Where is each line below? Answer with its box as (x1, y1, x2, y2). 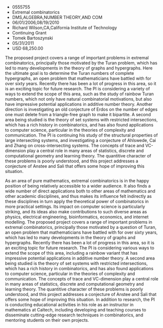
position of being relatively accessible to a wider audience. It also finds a (5, 183, 151, 189)
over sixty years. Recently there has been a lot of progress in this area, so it (5, 81, 157, 86)
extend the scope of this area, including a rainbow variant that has (5, 250, 138, 256)
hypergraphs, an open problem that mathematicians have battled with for (5, 75, 152, 81)
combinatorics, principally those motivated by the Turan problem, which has (5, 60, 158, 66)
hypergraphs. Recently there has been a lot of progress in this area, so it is (5, 240, 155, 245)
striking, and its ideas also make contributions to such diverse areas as (5, 209, 147, 214)
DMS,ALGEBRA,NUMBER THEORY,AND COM (12, 15, 103, 20)
